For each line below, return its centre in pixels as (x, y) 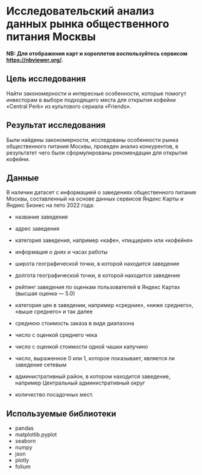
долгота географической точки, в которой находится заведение (98, 275)
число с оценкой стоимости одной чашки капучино (81, 347)
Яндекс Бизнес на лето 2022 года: (50, 205)
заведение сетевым (41, 365)
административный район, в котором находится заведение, (93, 377)
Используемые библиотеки (61, 414)
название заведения (41, 217)
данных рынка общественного (88, 24)
